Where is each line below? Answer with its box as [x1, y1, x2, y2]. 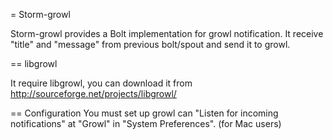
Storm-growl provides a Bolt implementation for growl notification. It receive [10, 28, 324, 39]
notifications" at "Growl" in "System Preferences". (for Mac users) [10, 118, 282, 129]
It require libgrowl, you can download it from [10, 77, 193, 89]
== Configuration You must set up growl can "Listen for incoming [10, 107, 279, 119]
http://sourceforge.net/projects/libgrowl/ [10, 88, 177, 99]
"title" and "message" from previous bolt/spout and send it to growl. [10, 39, 291, 50]
